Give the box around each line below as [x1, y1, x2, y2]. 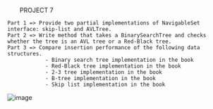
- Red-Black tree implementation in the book [44, 63, 181, 70]
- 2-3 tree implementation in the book [44, 69, 162, 76]
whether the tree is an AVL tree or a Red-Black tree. [7, 38, 172, 45]
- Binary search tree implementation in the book [44, 56, 194, 63]
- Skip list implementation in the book [44, 81, 166, 88]
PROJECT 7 [20, 6, 54, 14]
